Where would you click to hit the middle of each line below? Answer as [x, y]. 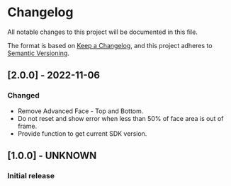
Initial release [31, 175]
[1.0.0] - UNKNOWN [52, 156]
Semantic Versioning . [38, 53]
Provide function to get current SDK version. [82, 133]
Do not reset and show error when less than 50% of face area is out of [120, 118]
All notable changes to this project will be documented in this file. [103, 32]
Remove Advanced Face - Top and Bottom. [80, 111]
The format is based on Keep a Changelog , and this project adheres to [110, 45]
